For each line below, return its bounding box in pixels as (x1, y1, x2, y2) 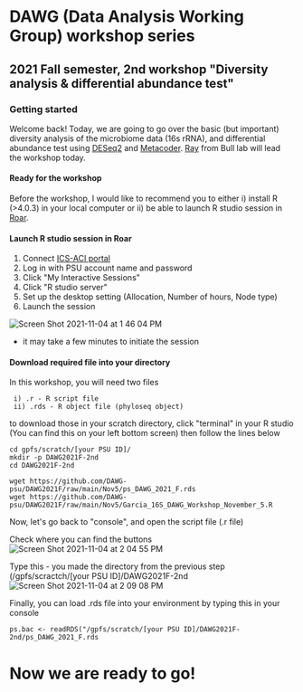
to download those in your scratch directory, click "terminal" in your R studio (9, 418, 294, 429)
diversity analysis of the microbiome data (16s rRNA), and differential (9, 133, 266, 144)
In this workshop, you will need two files (9, 377, 159, 388)
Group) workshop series (9, 25, 195, 46)
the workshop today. (9, 152, 86, 163)
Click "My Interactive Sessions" (22, 272, 140, 283)
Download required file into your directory (9, 356, 171, 367)
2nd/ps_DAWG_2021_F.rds (9, 633, 99, 642)
